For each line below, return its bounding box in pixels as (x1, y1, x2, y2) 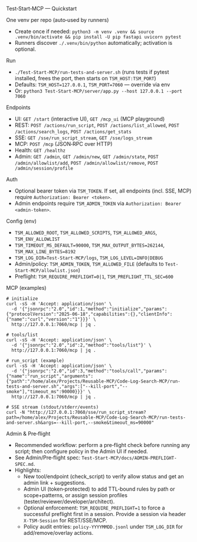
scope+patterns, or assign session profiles (23, 492, 128, 498)
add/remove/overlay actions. (23, 530, 94, 536)
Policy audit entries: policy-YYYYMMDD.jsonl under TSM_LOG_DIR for (23, 523, 183, 530)
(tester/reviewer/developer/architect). (23, 498, 115, 505)
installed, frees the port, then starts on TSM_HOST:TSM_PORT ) (14, 75, 156, 81)
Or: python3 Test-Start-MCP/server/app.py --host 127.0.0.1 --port (14, 87, 183, 94)
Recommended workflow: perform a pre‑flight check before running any (14, 442, 191, 448)
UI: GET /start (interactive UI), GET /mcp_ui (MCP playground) (14, 115, 165, 122)
